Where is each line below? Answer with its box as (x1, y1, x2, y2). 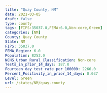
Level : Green (5, 76, 32, 81)
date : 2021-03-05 (5, 12, 41, 17)
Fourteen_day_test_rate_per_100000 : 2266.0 (5, 67, 96, 72)
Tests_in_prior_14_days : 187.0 (5, 62, 70, 67)
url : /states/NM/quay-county (5, 80, 65, 85)
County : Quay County (5, 35, 48, 40)
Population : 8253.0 (5, 53, 45, 58)
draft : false (5, 16, 32, 21)
